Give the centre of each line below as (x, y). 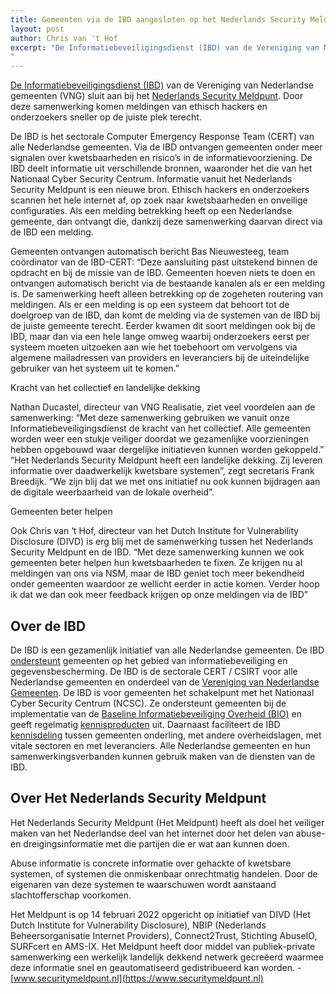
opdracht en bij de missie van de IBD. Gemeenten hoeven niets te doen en (163, 273)
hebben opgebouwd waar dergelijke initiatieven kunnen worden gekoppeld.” (167, 450)
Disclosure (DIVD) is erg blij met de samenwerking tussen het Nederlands (162, 542)
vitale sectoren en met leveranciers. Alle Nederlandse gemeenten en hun (160, 745)
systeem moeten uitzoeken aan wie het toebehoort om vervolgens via (154, 347)
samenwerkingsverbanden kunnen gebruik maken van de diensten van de (163, 756)
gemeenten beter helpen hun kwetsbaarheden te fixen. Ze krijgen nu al (156, 563)
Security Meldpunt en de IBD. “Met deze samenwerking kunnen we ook (157, 552)
